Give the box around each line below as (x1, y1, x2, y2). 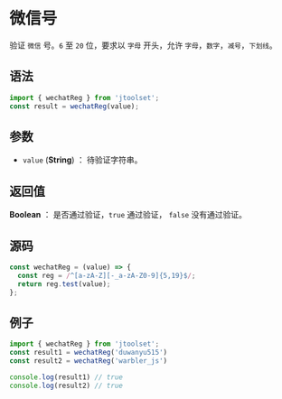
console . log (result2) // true (9, 381, 124, 390)
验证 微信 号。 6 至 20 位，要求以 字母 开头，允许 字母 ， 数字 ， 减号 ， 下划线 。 (9, 40, 277, 51)
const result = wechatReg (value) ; (9, 101, 140, 111)
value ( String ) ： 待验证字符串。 (22, 154, 143, 165)
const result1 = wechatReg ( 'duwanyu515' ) (9, 348, 168, 357)
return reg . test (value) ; (17, 279, 111, 289)
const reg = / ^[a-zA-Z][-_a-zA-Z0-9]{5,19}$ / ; (17, 271, 196, 280)
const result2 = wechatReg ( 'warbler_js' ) (9, 357, 168, 366)
